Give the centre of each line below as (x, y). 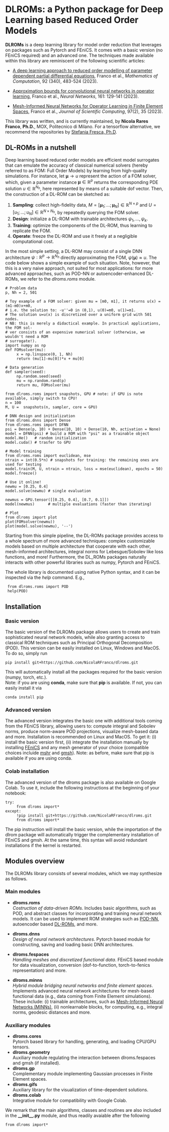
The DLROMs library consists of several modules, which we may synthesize (84, 873)
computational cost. (33, 241)
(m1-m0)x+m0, (19, 306)
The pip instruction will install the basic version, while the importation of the (83, 829)
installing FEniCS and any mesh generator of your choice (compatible (77, 748)
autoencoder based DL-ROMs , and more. (55, 924)
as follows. (16, 879)
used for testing (23, 464)
